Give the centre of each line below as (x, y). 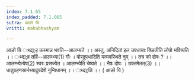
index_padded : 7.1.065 (34, 17)
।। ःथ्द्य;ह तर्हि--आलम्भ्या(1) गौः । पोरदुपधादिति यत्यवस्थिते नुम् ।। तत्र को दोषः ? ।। (89, 57)
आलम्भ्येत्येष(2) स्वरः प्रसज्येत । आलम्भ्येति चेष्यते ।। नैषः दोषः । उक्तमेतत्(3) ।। (84, 63)
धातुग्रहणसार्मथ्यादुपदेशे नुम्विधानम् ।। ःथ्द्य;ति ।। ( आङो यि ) (65, 70)
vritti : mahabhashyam (33, 28)
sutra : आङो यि (23, 23)
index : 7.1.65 (24, 12)
